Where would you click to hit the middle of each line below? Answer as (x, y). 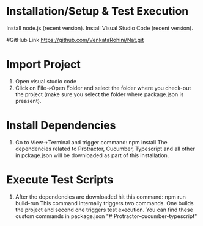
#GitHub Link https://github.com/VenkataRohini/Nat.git (75, 40)
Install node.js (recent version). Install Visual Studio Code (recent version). (100, 28)
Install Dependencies (61, 125)
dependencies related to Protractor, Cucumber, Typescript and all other (105, 149)
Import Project (44, 65)
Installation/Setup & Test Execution (98, 11)
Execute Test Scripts (60, 180)
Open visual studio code (46, 81)
